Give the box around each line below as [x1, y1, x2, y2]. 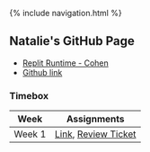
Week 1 [13, 128, 47, 140]
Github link [22, 67, 63, 77]
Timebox [9, 89, 49, 102]
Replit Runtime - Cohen [22, 58, 110, 68]
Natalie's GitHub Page [9, 33, 135, 49]
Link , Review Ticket [55, 128, 137, 140]
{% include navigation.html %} [9, 8, 123, 18]
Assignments [66, 112, 125, 125]
